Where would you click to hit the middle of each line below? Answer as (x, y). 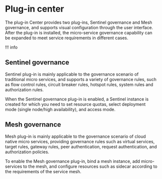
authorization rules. (24, 89)
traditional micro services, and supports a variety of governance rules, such (81, 79)
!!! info (11, 47)
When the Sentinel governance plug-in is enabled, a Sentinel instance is (77, 99)
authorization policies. (27, 152)
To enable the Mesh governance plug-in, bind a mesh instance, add (73, 161)
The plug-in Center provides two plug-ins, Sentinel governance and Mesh (79, 22)
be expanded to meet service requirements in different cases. (67, 38)
